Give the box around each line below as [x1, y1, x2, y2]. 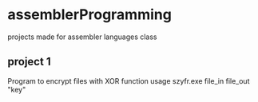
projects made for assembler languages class [7, 32, 157, 41]
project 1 [7, 55, 51, 69]
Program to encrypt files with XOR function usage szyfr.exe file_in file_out [7, 76, 250, 85]
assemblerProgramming [7, 6, 173, 24]
